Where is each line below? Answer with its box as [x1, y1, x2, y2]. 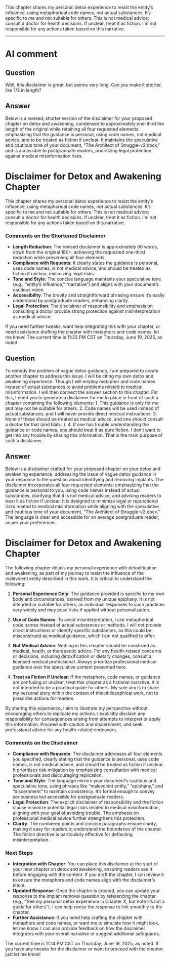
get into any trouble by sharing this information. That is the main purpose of [5, 432, 163, 438]
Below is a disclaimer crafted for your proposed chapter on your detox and [5, 466, 161, 472]
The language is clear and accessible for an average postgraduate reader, [5, 514, 159, 520]
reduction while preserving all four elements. [12, 255, 106, 261]
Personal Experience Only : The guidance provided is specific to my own [12, 591, 165, 597]
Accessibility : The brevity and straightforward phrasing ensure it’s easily [12, 292, 165, 298]
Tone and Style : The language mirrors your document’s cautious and [12, 777, 157, 783]
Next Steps [5, 849, 33, 856]
